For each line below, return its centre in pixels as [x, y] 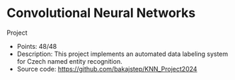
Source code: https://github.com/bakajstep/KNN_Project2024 [107, 69]
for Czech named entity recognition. [69, 61]
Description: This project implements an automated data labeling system [122, 54]
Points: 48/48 [37, 46]
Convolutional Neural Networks [101, 13]
